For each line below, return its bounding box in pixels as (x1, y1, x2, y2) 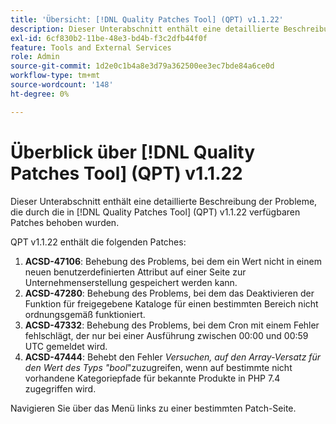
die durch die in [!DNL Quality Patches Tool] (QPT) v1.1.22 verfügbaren (10, 206, 301, 218)
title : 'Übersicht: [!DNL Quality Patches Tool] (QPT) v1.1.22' (10, 14, 284, 25)
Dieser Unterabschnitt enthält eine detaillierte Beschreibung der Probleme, (10, 195, 318, 207)
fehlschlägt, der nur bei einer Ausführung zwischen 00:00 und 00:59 (24, 329, 309, 341)
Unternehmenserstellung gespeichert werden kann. (24, 276, 238, 288)
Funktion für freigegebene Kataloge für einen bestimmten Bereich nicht (24, 297, 319, 310)
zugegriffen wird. (24, 382, 97, 395)
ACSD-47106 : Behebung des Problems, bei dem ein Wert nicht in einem (24, 255, 322, 267)
